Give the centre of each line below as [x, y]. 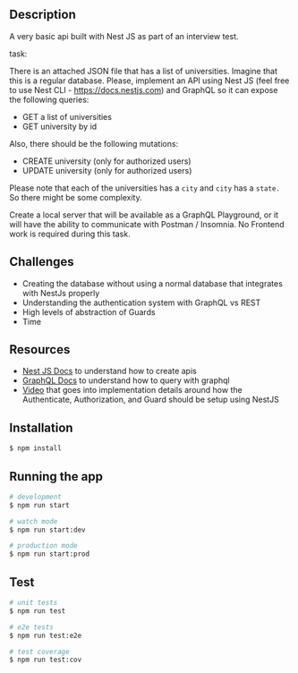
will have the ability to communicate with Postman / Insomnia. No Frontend [147, 224]
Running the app [56, 477]
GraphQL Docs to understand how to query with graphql [126, 380]
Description [43, 15]
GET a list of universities [67, 116]
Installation [41, 427]
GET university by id [60, 126]
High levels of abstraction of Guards [89, 311]
